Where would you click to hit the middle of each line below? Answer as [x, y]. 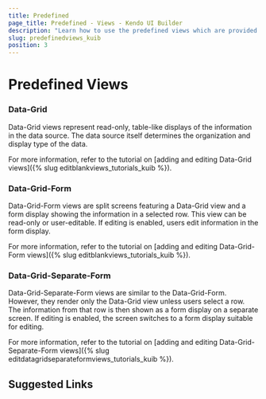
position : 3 [28, 45]
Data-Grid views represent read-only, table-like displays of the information [130, 127]
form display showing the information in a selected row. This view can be [127, 214]
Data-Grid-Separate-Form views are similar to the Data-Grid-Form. [118, 293]
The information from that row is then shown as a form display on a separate [133, 310]
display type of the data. [48, 143]
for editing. [26, 327]
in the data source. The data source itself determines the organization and [129, 135]
